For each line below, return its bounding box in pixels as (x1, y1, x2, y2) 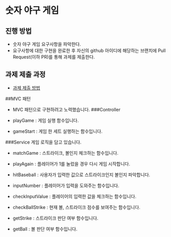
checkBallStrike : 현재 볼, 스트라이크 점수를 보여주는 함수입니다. (12, 204, 140, 210)
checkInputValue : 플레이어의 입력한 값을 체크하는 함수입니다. (12, 193, 137, 199)
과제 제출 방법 (12, 85, 40, 91)
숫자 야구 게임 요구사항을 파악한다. (12, 41, 81, 47)
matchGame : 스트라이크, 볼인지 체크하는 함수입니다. (12, 150, 119, 156)
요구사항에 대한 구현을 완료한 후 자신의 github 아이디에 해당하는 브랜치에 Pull (12, 48, 166, 54)
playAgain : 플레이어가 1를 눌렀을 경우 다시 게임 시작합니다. (12, 160, 130, 167)
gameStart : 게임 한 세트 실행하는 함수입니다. (12, 128, 103, 134)
